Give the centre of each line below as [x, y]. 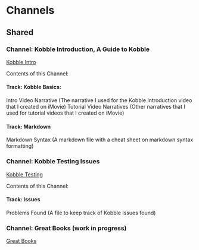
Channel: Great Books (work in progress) [66, 228]
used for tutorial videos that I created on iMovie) [65, 113]
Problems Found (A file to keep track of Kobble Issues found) [81, 213]
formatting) [20, 146]
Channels [30, 10]
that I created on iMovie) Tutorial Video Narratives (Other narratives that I [96, 107]
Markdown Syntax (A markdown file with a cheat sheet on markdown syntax [100, 140]
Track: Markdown [29, 126]
